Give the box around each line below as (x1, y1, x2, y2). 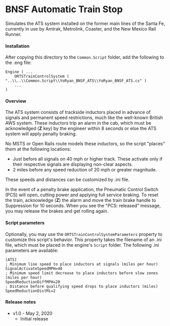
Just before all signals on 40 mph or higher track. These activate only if (12, 156, 163, 162)
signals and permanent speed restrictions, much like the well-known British (5, 114, 163, 121)
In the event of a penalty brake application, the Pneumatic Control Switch (5, 187, 159, 193)
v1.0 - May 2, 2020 (12, 310, 52, 316)
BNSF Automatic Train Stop (5, 4, 123, 15)
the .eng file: (5, 60, 32, 66)
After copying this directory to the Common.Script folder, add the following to (5, 54, 164, 61)
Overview (5, 98, 26, 104)
